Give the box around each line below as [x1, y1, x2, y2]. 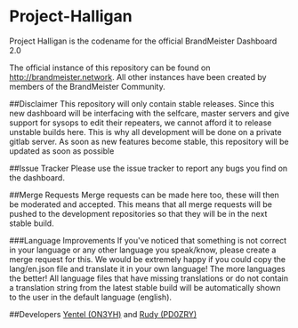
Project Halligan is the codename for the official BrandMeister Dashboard [9, 36, 278, 46]
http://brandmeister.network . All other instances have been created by [9, 71, 267, 82]
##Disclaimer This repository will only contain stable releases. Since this [9, 98, 275, 108]
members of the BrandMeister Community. [9, 81, 166, 92]
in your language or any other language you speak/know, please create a [9, 244, 277, 255]
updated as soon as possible [9, 145, 115, 156]
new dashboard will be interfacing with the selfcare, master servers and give [9, 108, 290, 118]
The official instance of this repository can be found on [9, 62, 211, 73]
